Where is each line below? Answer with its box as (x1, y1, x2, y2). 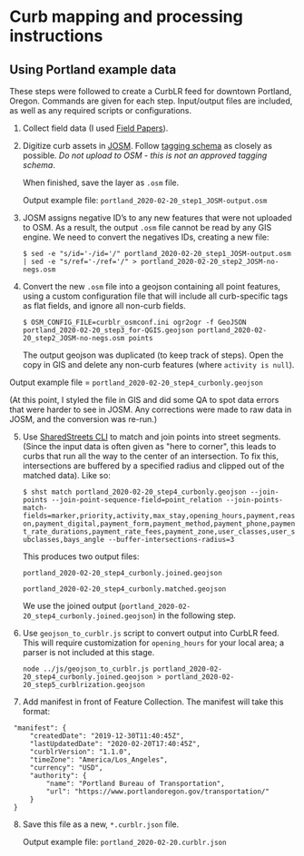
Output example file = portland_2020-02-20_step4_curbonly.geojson (9, 377, 263, 388)
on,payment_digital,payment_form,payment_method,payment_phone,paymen (22, 519, 296, 528)
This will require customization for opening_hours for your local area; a (22, 637, 284, 648)
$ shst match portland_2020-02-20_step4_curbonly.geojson (22, 487, 247, 497)
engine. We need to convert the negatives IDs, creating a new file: (22, 231, 270, 242)
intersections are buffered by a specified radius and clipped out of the (22, 460, 285, 471)
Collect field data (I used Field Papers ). (22, 123, 169, 133)
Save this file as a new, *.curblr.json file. (22, 819, 180, 830)
